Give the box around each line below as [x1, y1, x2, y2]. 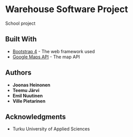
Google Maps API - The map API [12, 54, 80, 60]
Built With [5, 35, 37, 43]
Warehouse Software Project [5, 4, 128, 15]
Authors [5, 68, 32, 77]
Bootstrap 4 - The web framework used [12, 48, 95, 54]
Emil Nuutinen [12, 93, 43, 99]
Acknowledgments [5, 112, 66, 121]
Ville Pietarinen [12, 98, 46, 104]
